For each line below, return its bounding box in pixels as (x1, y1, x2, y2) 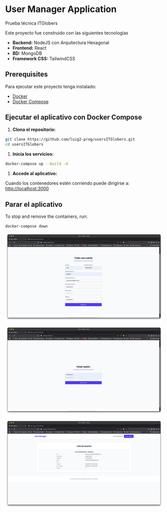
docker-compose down (5, 224, 48, 229)
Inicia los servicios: (12, 151, 54, 157)
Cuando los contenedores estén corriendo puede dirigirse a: (5, 180, 130, 186)
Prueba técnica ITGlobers (5, 20, 58, 26)
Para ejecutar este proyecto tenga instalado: (5, 83, 96, 89)
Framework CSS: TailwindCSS (12, 55, 75, 61)
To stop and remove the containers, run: (5, 213, 88, 219)
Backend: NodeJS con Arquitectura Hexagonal (12, 39, 109, 46)
